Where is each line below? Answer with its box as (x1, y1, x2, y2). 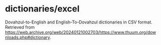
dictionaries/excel (5, 3, 80, 14)
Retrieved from (5, 24, 35, 30)
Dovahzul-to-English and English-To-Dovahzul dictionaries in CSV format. (5, 19, 153, 25)
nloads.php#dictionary (5, 34, 50, 40)
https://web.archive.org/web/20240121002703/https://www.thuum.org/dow (5, 29, 156, 35)
